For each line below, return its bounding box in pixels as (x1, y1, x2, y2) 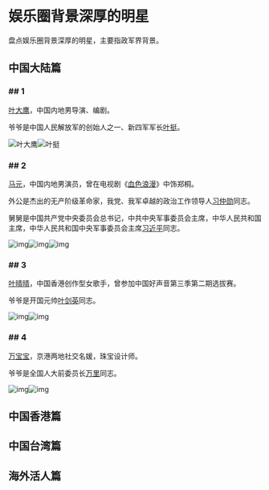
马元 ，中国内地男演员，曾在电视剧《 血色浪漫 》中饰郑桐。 (8, 178, 198, 189)
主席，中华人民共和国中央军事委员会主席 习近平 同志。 (8, 223, 185, 233)
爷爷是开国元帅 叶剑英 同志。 (8, 296, 100, 305)
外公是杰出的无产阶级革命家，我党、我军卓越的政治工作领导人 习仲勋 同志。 (8, 196, 255, 206)
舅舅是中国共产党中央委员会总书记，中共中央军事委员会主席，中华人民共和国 (8, 213, 262, 223)
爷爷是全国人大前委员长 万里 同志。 (8, 368, 121, 378)
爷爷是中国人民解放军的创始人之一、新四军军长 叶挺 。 (8, 122, 185, 132)
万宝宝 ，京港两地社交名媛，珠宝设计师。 (8, 351, 142, 361)
